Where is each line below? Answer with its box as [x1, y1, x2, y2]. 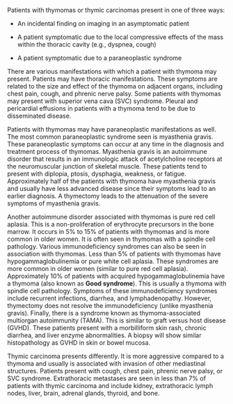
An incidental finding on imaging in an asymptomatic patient [17, 20, 190, 27]
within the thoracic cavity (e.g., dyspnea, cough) [17, 40, 156, 48]
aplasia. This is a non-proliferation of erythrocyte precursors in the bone [7, 220, 214, 228]
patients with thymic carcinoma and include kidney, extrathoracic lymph [7, 382, 214, 389]
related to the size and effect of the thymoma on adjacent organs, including [7, 82, 223, 90]
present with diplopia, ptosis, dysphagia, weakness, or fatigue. [7, 170, 186, 178]
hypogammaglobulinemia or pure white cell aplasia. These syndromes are [7, 257, 219, 265]
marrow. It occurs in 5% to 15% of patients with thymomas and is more [7, 228, 210, 235]
